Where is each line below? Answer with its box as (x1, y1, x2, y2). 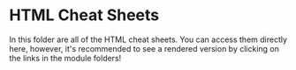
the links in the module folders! (9, 52, 122, 63)
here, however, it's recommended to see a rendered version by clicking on (9, 43, 280, 53)
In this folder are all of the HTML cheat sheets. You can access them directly (9, 34, 288, 45)
